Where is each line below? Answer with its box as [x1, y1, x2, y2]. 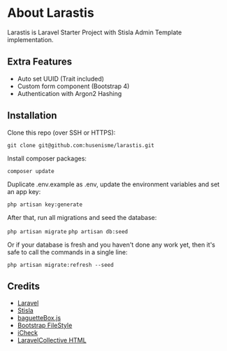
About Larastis [7, 5, 94, 21]
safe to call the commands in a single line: [7, 247, 128, 256]
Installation [7, 110, 57, 122]
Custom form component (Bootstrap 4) [17, 82, 130, 90]
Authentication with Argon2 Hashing [17, 89, 122, 97]
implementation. [7, 35, 54, 43]
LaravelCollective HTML [17, 336, 87, 345]
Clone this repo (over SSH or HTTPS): [7, 128, 116, 137]
